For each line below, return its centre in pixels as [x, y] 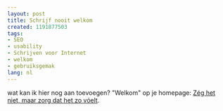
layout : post [26, 14]
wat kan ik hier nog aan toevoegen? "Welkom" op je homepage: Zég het [111, 93]
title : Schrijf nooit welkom [50, 20]
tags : [15, 33]
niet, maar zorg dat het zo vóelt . [53, 100]
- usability [25, 46]
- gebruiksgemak [31, 66]
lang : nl [20, 72]
